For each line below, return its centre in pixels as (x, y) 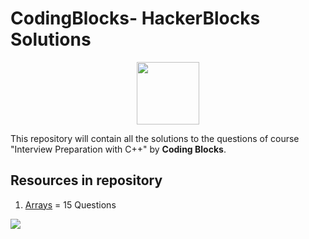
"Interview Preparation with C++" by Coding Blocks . (118, 149)
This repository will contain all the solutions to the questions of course (155, 138)
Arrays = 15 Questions (70, 204)
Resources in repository (86, 180)
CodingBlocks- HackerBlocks (135, 18)
